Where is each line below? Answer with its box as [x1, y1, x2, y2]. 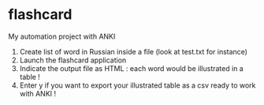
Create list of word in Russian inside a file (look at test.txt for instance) [19, 47, 248, 56]
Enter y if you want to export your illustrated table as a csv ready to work [19, 81, 256, 90]
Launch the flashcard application [19, 55, 127, 65]
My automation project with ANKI [8, 32, 116, 41]
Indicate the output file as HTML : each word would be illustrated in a [19, 63, 244, 73]
